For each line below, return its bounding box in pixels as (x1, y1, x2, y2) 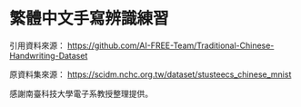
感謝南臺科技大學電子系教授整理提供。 (9, 88, 153, 99)
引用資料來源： (9, 40, 65, 51)
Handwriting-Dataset (9, 50, 88, 61)
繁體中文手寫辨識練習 (9, 8, 170, 29)
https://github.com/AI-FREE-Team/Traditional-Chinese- (66, 40, 275, 51)
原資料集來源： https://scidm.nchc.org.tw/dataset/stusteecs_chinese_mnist (9, 69, 292, 80)
